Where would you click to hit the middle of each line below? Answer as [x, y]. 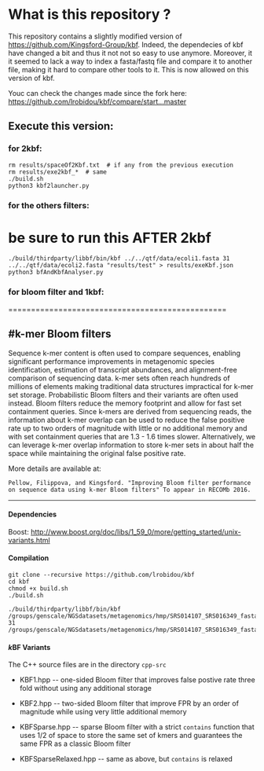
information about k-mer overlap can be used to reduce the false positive [126, 420]
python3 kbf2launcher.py [49, 185]
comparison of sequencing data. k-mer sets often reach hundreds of [119, 378]
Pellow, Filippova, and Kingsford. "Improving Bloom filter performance [130, 483]
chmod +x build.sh [38, 589]
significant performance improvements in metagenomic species [111, 361]
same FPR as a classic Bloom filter [75, 743]
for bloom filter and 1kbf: [56, 292]
